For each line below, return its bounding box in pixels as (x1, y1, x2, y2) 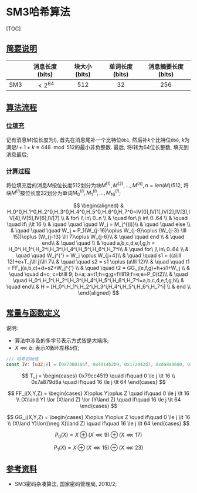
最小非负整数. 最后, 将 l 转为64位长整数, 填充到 (80, 143, 189, 150)
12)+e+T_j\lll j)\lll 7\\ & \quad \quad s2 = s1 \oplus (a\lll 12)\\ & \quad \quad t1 (7, 258, 190, 265)
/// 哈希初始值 (6, 356, 39, 362)
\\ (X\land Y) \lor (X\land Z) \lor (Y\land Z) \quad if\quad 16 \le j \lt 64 (16, 396, 181, 403)
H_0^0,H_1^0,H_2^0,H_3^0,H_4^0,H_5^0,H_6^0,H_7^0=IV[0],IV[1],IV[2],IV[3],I (6, 208, 191, 215)
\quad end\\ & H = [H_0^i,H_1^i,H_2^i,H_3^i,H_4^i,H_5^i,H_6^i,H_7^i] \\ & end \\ (6, 283, 191, 291)
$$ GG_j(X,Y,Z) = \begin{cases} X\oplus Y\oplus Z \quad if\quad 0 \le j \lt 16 (6, 413, 191, 420)
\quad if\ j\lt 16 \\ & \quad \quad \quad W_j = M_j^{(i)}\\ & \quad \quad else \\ (6, 221, 191, 228)
